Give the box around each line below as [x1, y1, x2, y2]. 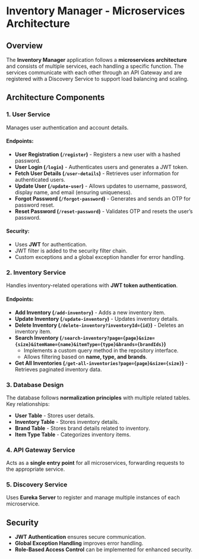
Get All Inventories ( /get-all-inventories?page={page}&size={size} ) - [14, 359, 188, 367]
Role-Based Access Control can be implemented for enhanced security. [14, 546, 193, 553]
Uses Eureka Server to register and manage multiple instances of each [6, 494, 180, 501]
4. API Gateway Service [6, 445, 75, 454]
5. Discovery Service [6, 480, 68, 489]
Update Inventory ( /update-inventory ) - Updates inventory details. [14, 315, 179, 322]
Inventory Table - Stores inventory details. [14, 418, 119, 425]
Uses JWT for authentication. [14, 241, 87, 248]
